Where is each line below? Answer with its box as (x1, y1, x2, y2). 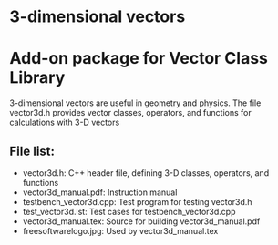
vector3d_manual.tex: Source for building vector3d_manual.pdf (22, 216, 261, 227)
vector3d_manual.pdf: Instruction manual (22, 187, 178, 198)
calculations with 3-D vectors (9, 117, 120, 128)
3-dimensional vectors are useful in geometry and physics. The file (9, 97, 262, 108)
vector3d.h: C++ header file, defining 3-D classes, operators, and (22, 167, 270, 179)
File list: (9, 143, 56, 158)
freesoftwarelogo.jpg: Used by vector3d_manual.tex (22, 225, 219, 236)
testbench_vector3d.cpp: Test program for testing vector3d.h (22, 196, 252, 207)
